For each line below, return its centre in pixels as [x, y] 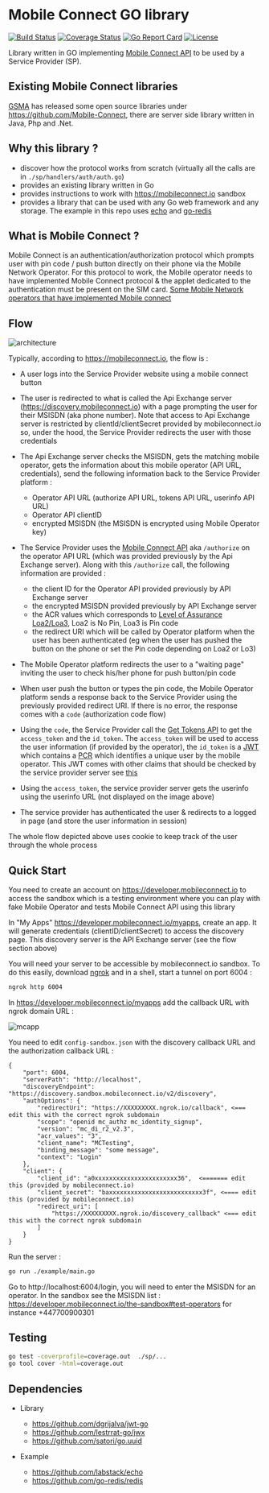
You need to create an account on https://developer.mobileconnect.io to [127, 890]
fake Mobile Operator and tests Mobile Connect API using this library [122, 907]
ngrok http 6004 [35, 987]
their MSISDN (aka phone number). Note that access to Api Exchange [135, 416]
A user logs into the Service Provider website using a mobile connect [134, 374]
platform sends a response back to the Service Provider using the [128, 697]
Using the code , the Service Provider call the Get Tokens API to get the [136, 730]
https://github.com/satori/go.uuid [87, 1441]
